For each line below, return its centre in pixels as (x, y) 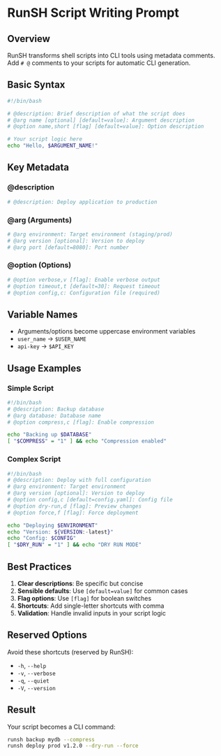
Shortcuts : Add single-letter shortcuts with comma (91, 606)
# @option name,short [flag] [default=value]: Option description (106, 127)
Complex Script (34, 459)
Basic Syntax (36, 85)
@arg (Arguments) (39, 220)
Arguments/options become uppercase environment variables (106, 331)
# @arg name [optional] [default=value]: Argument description (101, 120)
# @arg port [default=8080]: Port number (68, 247)
